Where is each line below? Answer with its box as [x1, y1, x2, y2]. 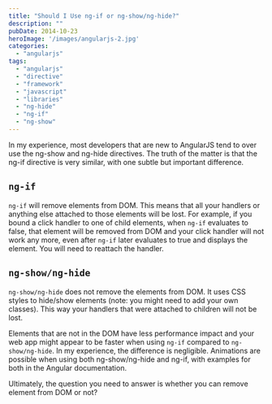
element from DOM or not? [8, 387, 98, 397]
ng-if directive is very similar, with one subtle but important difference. [8, 157, 244, 167]
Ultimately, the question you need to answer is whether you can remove [8, 379, 249, 389]
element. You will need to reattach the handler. [8, 243, 164, 253]
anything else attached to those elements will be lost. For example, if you [8, 209, 253, 219]
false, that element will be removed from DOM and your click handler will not [8, 226, 265, 236]
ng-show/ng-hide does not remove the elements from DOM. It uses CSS [8, 286, 246, 297]
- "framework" [15, 80, 63, 88]
